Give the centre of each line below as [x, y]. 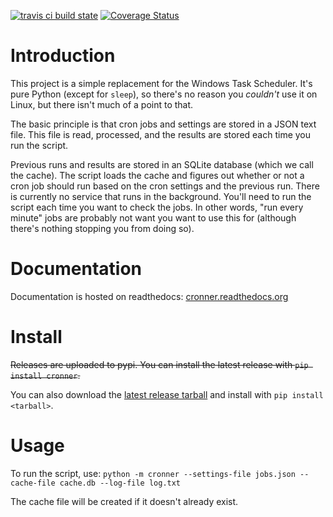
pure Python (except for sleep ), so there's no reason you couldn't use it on [164, 94]
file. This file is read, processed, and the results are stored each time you [161, 134]
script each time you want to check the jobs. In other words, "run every [157, 207]
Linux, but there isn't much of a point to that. [102, 104]
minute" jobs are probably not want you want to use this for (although [153, 217]
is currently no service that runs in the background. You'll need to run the [161, 196]
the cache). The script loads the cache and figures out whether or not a [157, 175]
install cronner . [45, 375]
